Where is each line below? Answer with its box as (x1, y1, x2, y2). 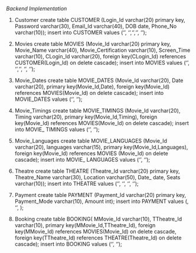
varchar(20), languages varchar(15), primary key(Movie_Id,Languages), (14, 144, 188, 150)
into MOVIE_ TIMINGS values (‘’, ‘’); (14, 126, 100, 133)
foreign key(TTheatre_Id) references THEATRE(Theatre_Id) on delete (14, 234, 182, 241)
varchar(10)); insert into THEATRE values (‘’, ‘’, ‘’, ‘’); (14, 180, 139, 187)
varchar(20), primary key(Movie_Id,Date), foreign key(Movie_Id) (14, 83, 170, 90)
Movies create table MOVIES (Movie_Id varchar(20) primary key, (14, 41, 171, 47)
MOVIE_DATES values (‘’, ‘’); (14, 96, 83, 103)
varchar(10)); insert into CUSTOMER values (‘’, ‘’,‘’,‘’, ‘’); (14, 29, 147, 36)
